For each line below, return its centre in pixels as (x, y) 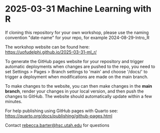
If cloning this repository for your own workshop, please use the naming (77, 32)
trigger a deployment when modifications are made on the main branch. (77, 77)
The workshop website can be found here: (47, 47)
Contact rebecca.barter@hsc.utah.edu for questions (57, 125)
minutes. (14, 101)
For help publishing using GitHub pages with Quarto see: (62, 111)
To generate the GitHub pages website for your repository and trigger (74, 61)
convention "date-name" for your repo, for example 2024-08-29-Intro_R (77, 38)
